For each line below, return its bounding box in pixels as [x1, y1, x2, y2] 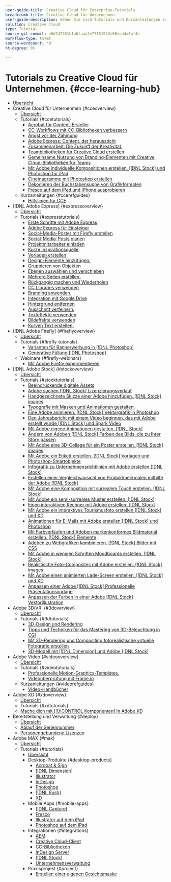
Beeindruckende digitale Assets [27, 382, 95, 388]
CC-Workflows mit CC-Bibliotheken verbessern [27, 127, 127, 133]
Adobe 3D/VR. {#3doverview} [12, 605, 75, 611]
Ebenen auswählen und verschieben [27, 268, 104, 274]
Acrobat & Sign [35, 762, 67, 768]
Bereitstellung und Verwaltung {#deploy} [12, 713, 98, 719]
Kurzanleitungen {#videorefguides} [20, 681, 94, 687]
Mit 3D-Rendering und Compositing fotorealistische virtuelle [27, 637, 154, 643]
